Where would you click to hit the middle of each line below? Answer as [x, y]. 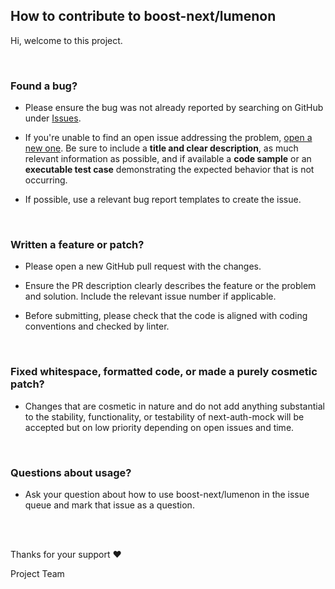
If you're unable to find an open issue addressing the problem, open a [168, 138]
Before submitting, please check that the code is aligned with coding [166, 316]
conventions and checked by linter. [97, 326]
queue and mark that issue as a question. [109, 505]
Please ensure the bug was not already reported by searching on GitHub [174, 108]
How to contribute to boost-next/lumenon [143, 16]
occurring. [46, 180]
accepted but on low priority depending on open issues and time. [159, 427]
